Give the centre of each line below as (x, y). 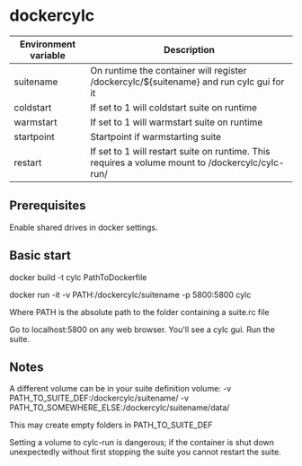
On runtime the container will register (169, 70)
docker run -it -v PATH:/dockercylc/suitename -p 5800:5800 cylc (130, 295)
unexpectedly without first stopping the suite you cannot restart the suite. (145, 452)
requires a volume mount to (148, 163)
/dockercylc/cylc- (246, 163)
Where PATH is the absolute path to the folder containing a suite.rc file (139, 312)
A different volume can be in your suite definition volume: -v (120, 389)
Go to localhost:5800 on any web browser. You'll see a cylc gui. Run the (142, 330)
